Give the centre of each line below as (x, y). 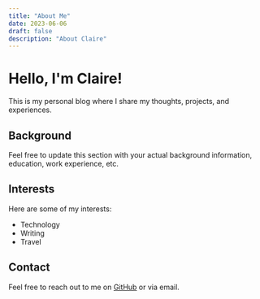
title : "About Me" (39, 16)
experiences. (30, 110)
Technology (40, 224)
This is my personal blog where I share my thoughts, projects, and (119, 102)
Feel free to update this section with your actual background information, (130, 155)
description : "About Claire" (58, 39)
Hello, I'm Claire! (65, 79)
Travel (31, 241)
